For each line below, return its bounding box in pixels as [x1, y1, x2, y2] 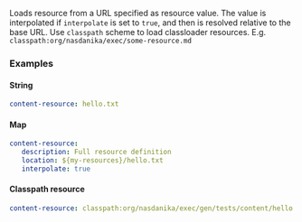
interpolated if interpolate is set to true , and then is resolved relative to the [9, 17, 291, 28]
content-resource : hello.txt [9, 99, 119, 109]
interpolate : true [21, 164, 91, 173]
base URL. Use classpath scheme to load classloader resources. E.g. [9, 27, 267, 37]
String [9, 79, 33, 90]
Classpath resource [9, 184, 86, 195]
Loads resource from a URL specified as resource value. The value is [9, 8, 267, 18]
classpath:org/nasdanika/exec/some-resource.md [9, 36, 193, 45]
